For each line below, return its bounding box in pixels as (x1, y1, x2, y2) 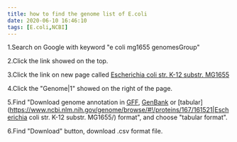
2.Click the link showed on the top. (7, 57, 109, 65)
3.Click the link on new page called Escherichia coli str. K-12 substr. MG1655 (7, 70, 230, 79)
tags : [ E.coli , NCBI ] (7, 23, 69, 31)
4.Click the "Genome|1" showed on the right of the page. (7, 84, 172, 93)
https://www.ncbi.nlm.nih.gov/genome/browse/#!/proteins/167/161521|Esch (9, 106, 229, 114)
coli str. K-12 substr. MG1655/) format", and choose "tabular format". (28, 113, 228, 121)
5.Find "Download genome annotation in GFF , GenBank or (7, 98, 177, 106)
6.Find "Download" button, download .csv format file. (7, 127, 163, 136)
